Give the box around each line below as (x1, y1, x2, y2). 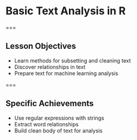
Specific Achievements (5, 98, 94, 108)
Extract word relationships (14, 120, 79, 127)
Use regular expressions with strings (14, 114, 105, 122)
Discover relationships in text (14, 63, 86, 70)
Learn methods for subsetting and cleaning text (14, 57, 132, 64)
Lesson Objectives (5, 41, 76, 51)
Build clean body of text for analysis (14, 127, 102, 134)
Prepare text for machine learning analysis (14, 70, 119, 77)
